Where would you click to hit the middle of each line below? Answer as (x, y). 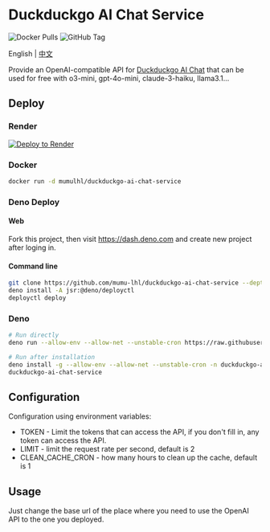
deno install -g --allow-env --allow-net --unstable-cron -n (113, 364)
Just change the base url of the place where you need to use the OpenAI (129, 511)
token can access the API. (63, 440)
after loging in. (32, 248)
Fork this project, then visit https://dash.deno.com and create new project (130, 239)
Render (23, 126)
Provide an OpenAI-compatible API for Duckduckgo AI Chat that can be (126, 69)
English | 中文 (31, 53)
